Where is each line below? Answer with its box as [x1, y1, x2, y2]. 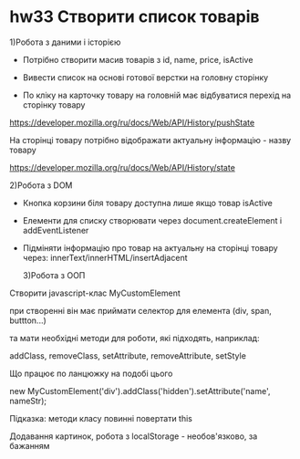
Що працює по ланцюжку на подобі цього [9, 368, 173, 379]
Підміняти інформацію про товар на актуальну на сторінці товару [22, 242, 278, 253]
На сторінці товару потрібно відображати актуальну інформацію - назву [9, 134, 292, 145]
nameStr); [9, 395, 47, 406]
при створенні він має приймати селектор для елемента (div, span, [9, 305, 272, 316]
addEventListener [22, 224, 89, 235]
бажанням [9, 440, 50, 451]
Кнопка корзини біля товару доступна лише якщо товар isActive [22, 197, 274, 208]
